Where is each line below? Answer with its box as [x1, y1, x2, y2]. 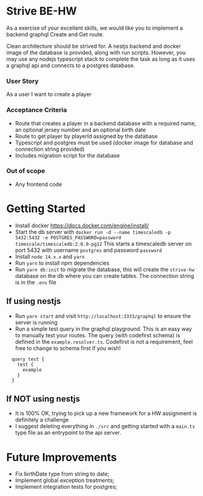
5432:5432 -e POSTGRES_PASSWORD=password [15, 234, 121, 240]
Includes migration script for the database [15, 151, 120, 159]
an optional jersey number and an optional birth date [15, 126, 147, 133]
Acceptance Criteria [6, 106, 67, 114]
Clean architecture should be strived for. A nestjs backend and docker [6, 42, 181, 50]
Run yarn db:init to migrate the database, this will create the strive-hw [15, 265, 195, 273]
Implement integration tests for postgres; [15, 483, 118, 491]
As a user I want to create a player [6, 91, 92, 98]
